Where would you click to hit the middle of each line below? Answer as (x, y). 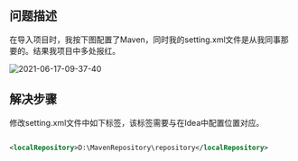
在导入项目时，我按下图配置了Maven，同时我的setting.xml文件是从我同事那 (149, 40)
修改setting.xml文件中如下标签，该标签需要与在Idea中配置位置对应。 (137, 122)
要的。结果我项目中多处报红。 (65, 50)
